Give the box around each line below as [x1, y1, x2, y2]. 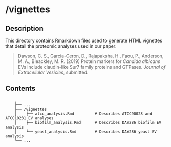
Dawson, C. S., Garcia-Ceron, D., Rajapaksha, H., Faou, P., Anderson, [17, 53, 164, 59]
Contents [5, 84, 36, 93]
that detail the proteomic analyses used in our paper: [5, 43, 117, 49]
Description [5, 24, 44, 33]
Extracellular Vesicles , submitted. [17, 69, 89, 75]
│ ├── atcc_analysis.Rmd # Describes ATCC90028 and [14, 111, 153, 116]
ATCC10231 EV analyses [5, 115, 54, 121]
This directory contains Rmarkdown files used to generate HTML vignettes [5, 37, 163, 44]
